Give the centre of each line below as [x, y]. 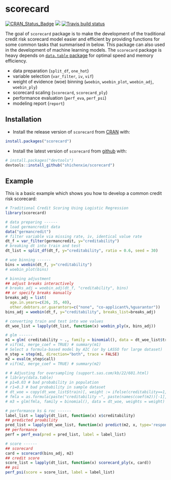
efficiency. [16, 61]
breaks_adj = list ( [26, 298]
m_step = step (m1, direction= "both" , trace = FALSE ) [62, 354]
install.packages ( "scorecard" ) [38, 141]
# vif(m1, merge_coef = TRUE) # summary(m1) [53, 345]
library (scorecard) [26, 213]
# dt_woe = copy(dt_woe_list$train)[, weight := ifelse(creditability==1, [86, 392]
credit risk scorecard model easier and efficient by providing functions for [83, 39]
